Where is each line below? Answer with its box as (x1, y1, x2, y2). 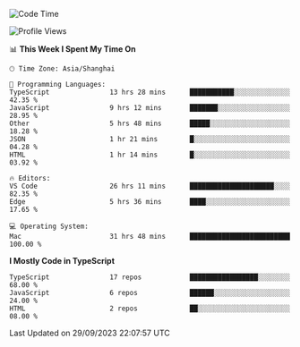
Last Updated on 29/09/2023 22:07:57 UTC (9, 327, 170, 338)
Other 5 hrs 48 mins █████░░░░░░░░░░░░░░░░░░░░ (9, 119, 291, 128)
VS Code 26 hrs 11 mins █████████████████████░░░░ (9, 182, 291, 190)
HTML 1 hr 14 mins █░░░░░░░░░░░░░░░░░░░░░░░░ (9, 150, 291, 159)
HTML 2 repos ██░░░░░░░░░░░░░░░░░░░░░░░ (9, 304, 291, 313)
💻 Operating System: (9, 222, 90, 231)
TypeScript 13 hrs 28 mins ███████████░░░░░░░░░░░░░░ (9, 88, 291, 97)
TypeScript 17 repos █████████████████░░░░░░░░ (9, 273, 291, 282)
